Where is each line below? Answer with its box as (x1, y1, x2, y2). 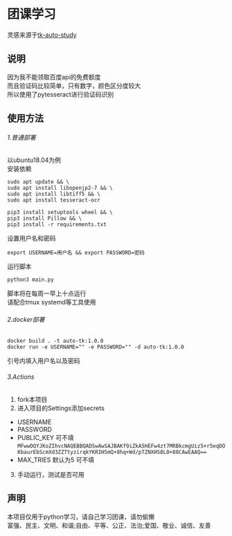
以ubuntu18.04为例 (7, 156, 61, 164)
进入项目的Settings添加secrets (17, 404, 105, 412)
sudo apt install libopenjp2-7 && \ (7, 185, 113, 192)
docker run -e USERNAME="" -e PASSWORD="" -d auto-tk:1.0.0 (7, 343, 185, 350)
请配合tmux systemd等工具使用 (7, 298, 96, 307)
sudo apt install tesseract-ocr (7, 197, 100, 204)
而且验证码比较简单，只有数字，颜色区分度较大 (7, 81, 141, 90)
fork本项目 (17, 395, 48, 403)
